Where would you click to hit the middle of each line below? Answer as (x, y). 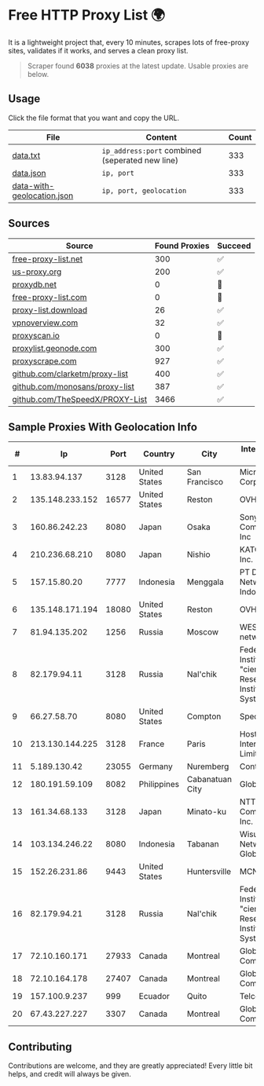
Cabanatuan (210, 780)
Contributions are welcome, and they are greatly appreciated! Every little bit (130, 1066)
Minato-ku (207, 812)
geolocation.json (43, 196)
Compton (204, 717)
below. (38, 74)
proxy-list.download (50, 309)
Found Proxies (182, 246)
